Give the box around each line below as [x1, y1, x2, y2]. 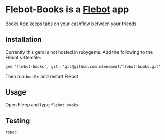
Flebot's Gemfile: [5, 54, 41, 60]
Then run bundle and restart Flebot [5, 73, 78, 79]
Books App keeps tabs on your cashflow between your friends [5, 20, 137, 27]
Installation [5, 35, 42, 44]
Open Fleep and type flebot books [5, 101, 79, 108]
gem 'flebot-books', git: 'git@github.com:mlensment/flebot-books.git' [5, 64, 161, 69]
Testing [5, 116, 30, 125]
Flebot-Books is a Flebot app [5, 4, 129, 15]
